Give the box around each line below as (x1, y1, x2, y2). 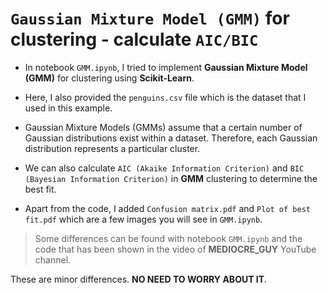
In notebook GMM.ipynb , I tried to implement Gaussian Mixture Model (24, 61, 308, 73)
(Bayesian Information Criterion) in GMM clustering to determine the (24, 172, 318, 184)
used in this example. (24, 102, 113, 114)
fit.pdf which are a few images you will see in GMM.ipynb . (24, 213, 263, 225)
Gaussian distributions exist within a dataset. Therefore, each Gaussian (24, 132, 318, 144)
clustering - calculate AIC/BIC (10, 28, 259, 51)
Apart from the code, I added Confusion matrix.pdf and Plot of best (24, 202, 311, 214)
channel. (34, 253, 72, 266)
